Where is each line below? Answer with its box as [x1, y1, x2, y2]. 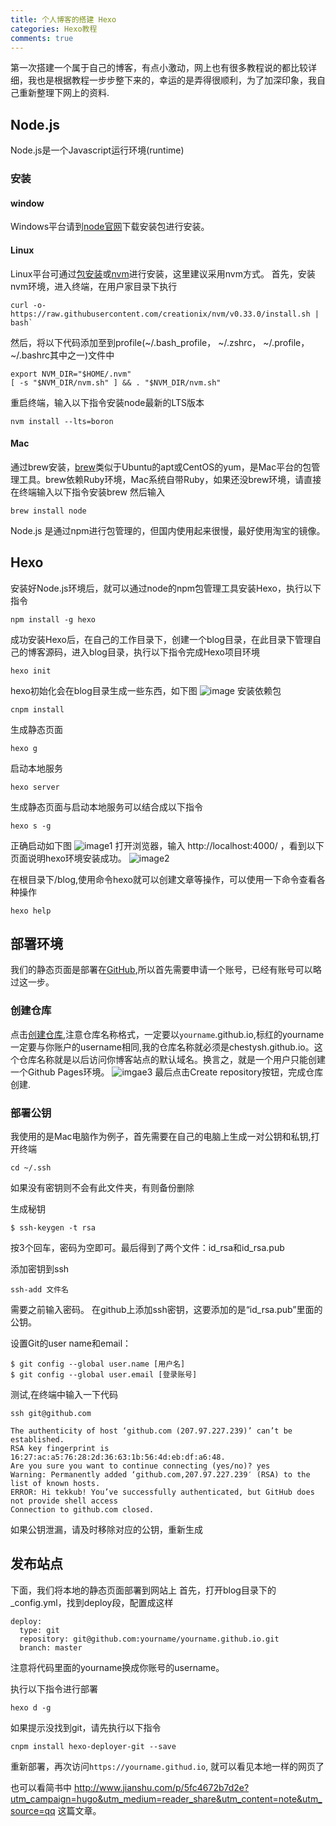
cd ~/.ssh [10, 1162, 52, 1173]
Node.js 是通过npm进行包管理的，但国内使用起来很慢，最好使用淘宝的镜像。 [10, 524, 326, 536]
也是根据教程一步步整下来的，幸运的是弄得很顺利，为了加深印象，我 [36, 74, 317, 86]
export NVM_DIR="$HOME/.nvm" [10, 369, 132, 379]
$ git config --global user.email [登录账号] [10, 1369, 198, 1380]
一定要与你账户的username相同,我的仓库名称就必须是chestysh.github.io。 [10, 1041, 315, 1053]
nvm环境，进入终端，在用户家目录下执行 [10, 280, 178, 292]
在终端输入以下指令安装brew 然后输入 [10, 486, 165, 498]
